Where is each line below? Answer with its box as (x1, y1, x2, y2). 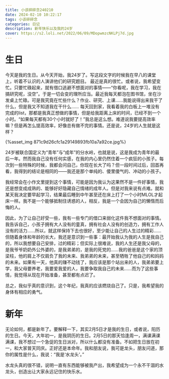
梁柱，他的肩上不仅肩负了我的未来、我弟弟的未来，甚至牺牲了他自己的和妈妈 (5, 253, 164, 259)
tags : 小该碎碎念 (5, 17, 38, 22)
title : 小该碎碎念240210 (5, 7, 54, 13)
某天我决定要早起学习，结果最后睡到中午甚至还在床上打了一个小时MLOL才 (5, 192, 158, 198)
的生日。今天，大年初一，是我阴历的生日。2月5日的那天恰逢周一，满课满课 (5, 332, 160, 339)
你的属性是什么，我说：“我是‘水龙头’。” (5, 351, 84, 357)
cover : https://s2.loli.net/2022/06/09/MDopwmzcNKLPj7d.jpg (5, 31, 134, 36)
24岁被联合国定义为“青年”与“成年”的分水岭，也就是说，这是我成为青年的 (5, 149, 155, 155)
